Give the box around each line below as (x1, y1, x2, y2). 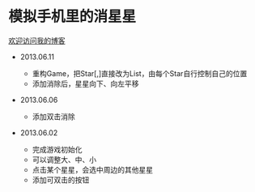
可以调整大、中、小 (32, 155, 97, 164)
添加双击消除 (32, 111, 75, 122)
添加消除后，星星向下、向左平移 (32, 79, 139, 88)
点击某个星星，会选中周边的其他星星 (32, 164, 154, 174)
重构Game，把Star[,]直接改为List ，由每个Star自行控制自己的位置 (32, 68, 248, 78)
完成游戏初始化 (32, 144, 83, 154)
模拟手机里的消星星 (8, 7, 137, 26)
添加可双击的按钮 (32, 175, 90, 185)
